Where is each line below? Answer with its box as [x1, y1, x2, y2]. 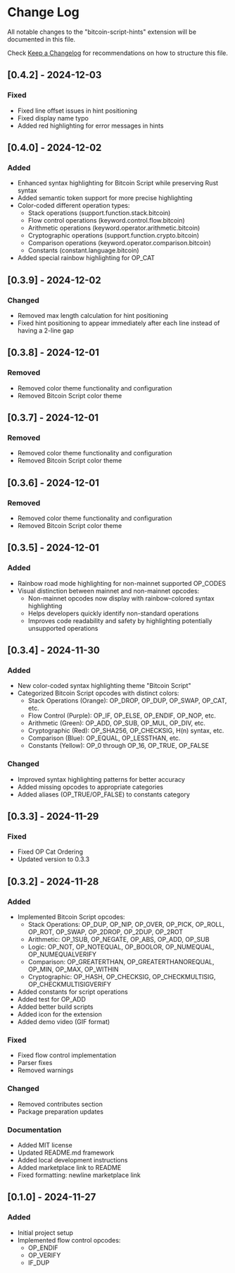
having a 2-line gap [17, 326, 74, 335]
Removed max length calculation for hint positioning [17, 312, 169, 319]
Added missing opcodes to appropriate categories [17, 782, 164, 791]
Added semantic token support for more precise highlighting [17, 194, 193, 202]
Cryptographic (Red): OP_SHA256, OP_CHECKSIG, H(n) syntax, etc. [27, 727, 224, 735]
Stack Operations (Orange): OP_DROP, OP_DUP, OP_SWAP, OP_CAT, [27, 696, 227, 705]
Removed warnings [17, 1066, 74, 1075]
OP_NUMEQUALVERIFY [27, 950, 97, 959]
